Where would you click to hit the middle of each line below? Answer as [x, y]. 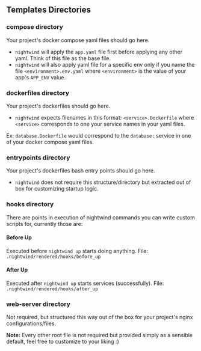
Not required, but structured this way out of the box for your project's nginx [100, 317]
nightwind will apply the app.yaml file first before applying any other [98, 52]
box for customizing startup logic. [57, 189]
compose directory [35, 27]
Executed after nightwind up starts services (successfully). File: [85, 283]
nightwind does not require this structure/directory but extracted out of [103, 182]
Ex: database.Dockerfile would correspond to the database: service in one [99, 135]
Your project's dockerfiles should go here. [58, 106]
